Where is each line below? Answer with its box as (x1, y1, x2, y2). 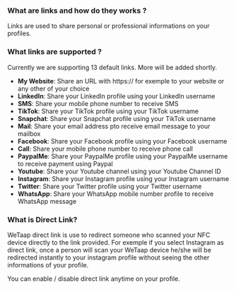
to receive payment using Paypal (17, 159, 113, 168)
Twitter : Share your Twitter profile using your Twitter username (17, 182, 202, 190)
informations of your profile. (7, 260, 89, 269)
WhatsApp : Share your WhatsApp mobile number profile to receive (17, 190, 214, 198)
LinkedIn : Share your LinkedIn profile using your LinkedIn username (17, 91, 216, 100)
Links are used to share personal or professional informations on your (7, 22, 210, 30)
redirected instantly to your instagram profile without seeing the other (7, 253, 210, 262)
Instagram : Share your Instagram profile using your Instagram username (17, 174, 230, 182)
